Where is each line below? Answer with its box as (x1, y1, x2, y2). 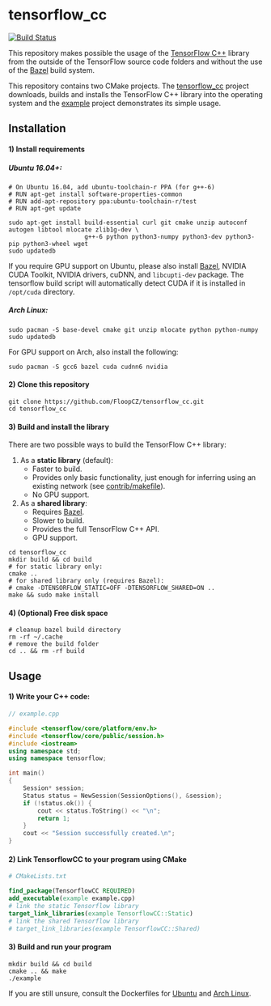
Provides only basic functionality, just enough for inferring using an (32, 473, 256, 482)
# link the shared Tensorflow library (8, 917, 139, 925)
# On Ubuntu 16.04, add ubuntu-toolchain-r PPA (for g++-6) (8, 183, 216, 191)
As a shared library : (19, 499, 87, 508)
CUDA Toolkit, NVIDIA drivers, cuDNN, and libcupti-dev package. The (8, 270, 244, 279)
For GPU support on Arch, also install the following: (8, 346, 179, 357)
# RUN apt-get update (8, 204, 82, 212)
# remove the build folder (8, 640, 100, 648)
